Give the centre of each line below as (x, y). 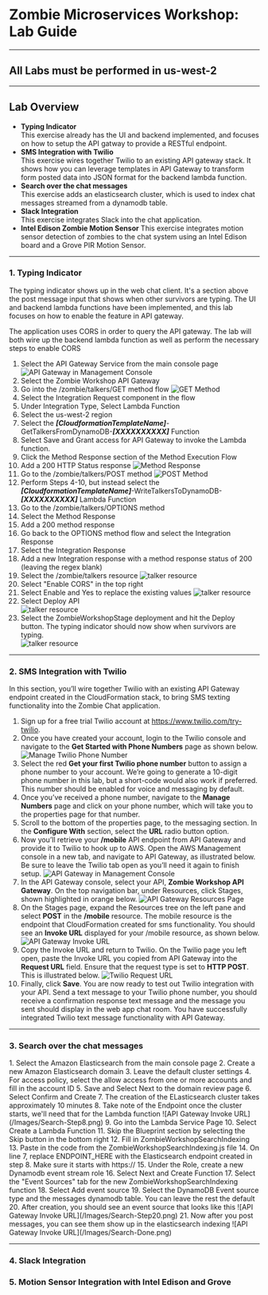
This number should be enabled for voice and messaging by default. (132, 789)
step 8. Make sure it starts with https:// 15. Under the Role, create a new (126, 1165)
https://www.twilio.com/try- (197, 721)
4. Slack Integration (48, 1261)
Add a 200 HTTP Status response (76, 465)
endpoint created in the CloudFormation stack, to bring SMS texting (120, 697)
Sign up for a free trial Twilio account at (85, 721)
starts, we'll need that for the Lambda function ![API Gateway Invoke (121, 1114)
